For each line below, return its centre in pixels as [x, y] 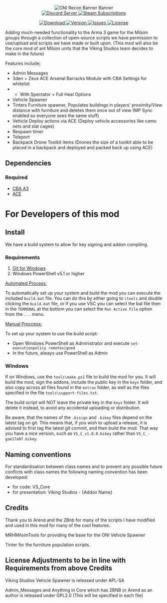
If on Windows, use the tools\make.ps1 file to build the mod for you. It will [81, 377]
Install [15, 232]
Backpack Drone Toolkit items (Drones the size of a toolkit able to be [83, 142]
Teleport [21, 137]
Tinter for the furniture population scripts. [48, 544]
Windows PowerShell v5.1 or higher [48, 273]
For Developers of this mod [62, 214]
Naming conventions [38, 455]
